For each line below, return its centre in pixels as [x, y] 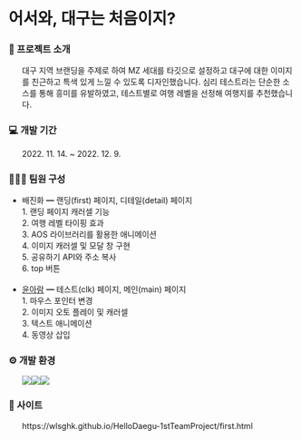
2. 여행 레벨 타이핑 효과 [63, 223]
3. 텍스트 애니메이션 [57, 324]
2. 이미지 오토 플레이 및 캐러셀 [75, 312]
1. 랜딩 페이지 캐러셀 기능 [66, 212]
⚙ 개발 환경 [32, 361]
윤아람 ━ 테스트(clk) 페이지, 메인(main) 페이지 [104, 289]
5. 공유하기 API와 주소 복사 [69, 257]
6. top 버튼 [41, 269]
